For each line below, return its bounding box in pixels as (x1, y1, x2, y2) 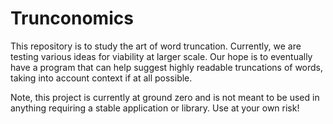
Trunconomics (10, 7, 134, 30)
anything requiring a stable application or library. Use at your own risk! (10, 102, 300, 114)
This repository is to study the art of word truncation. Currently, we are (10, 40, 302, 52)
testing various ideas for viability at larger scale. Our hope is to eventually (10, 50, 313, 62)
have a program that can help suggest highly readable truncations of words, (10, 61, 324, 73)
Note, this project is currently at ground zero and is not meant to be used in (10, 91, 320, 103)
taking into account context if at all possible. (10, 72, 193, 84)
